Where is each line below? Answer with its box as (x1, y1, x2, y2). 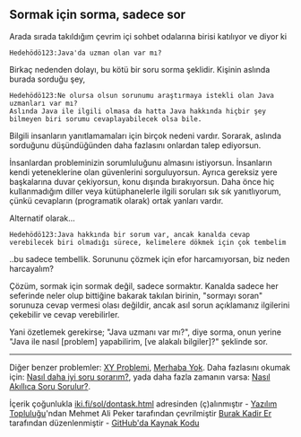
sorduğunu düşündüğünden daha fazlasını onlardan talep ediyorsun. (9, 139, 262, 151)
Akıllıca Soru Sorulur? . (9, 380, 91, 391)
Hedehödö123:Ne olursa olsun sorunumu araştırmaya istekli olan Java (9, 91, 275, 100)
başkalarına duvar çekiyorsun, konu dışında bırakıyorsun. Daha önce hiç (9, 176, 275, 187)
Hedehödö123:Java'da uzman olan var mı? (9, 48, 163, 57)
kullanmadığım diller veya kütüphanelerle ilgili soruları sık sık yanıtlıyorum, (9, 186, 281, 197)
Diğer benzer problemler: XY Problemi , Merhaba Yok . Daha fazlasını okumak (9, 362, 291, 372)
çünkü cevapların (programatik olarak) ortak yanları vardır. (9, 195, 224, 205)
